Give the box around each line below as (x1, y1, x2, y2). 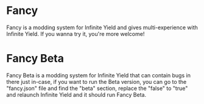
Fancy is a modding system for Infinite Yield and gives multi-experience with (6, 24, 198, 31)
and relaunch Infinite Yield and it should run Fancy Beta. (6, 91, 147, 98)
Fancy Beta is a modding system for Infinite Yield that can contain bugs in (6, 71, 191, 79)
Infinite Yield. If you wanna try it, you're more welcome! (6, 30, 145, 37)
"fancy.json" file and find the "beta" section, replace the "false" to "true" (6, 85, 188, 92)
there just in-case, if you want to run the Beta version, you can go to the (6, 78, 187, 85)
